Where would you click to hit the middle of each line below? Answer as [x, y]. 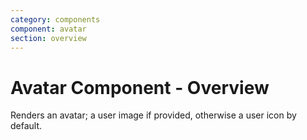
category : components [55, 19]
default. [26, 126]
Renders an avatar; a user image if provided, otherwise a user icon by [153, 115]
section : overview [48, 38]
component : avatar [48, 29]
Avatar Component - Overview [140, 87]
